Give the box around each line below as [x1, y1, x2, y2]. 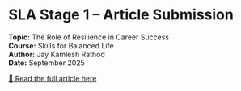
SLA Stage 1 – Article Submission [8, 6, 235, 24]
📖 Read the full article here [8, 73, 97, 83]
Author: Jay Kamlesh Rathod [8, 49, 105, 59]
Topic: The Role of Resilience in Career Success [8, 32, 170, 42]
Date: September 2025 [8, 58, 85, 68]
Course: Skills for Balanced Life [8, 40, 115, 50]
